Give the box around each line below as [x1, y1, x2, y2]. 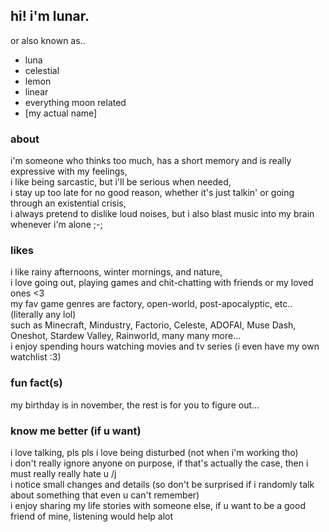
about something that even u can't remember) [10, 489, 200, 501]
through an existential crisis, [10, 197, 127, 209]
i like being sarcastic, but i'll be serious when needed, [10, 176, 232, 188]
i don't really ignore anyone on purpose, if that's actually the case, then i [10, 457, 309, 469]
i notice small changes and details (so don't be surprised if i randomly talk [10, 479, 315, 490]
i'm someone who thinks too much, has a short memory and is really [10, 155, 292, 167]
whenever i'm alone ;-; [10, 219, 103, 231]
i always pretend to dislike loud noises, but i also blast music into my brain [10, 208, 315, 220]
